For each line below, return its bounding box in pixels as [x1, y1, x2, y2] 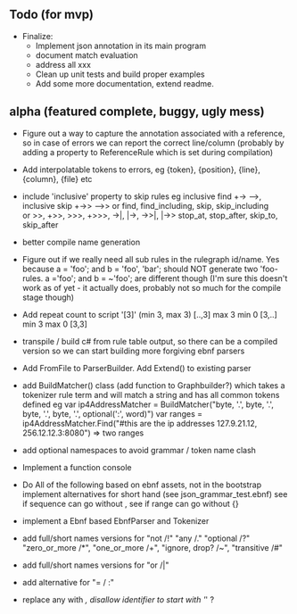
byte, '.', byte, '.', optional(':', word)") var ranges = [21, 408, 203, 419]
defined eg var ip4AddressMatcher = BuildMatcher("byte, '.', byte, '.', [21, 399, 275, 410]
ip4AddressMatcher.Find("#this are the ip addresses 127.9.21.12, [21, 418, 258, 428]
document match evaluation [35, 49, 138, 61]
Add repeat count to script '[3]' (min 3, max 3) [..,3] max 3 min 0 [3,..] [21, 309, 278, 319]
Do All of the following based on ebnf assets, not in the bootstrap [21, 479, 261, 490]
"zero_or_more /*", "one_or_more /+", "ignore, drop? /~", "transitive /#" [21, 542, 284, 552]
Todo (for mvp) [9, 7, 94, 22]
